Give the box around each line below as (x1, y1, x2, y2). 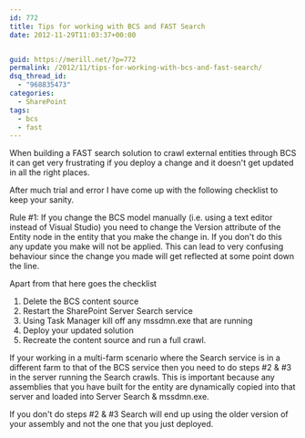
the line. (9, 261, 40, 272)
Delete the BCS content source (22, 296, 139, 307)
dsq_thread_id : (9, 72, 67, 81)
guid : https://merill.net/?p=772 (9, 55, 137, 64)
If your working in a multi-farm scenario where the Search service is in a (9, 352, 280, 363)
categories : (9, 89, 55, 98)
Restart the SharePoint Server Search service (22, 306, 193, 317)
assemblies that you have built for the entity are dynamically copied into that (9, 381, 296, 392)
